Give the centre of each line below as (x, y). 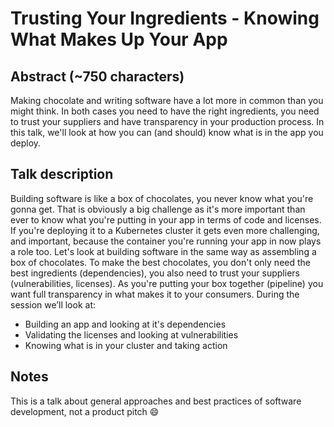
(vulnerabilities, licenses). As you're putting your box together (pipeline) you (167, 283)
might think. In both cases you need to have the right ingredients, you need (165, 111)
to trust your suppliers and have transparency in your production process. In (167, 121)
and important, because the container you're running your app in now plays (166, 241)
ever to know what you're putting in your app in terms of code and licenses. (166, 219)
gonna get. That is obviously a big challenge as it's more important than (158, 209)
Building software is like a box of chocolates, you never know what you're (162, 198)
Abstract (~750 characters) (97, 76)
